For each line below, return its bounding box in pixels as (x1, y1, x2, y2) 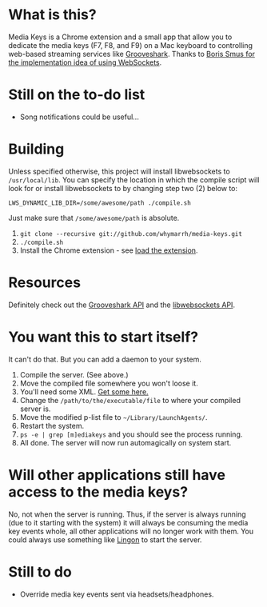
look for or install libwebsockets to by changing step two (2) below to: (8, 183, 238, 193)
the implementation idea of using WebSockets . (8, 58, 162, 67)
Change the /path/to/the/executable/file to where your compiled (19, 395, 241, 405)
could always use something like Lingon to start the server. (8, 534, 202, 545)
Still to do (8, 562, 72, 581)
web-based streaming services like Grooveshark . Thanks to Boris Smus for (8, 49, 256, 58)
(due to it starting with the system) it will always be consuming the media (8, 517, 249, 527)
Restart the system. (19, 421, 85, 430)
